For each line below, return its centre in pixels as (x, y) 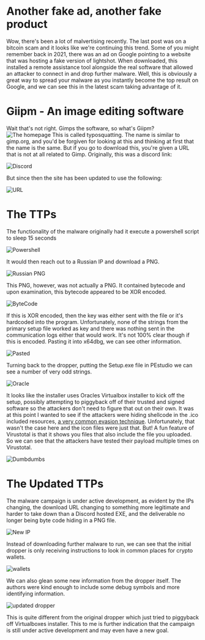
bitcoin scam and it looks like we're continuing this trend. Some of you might (102, 48)
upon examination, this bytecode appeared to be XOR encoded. (87, 292)
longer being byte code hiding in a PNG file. (61, 520)
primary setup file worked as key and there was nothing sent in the (91, 328)
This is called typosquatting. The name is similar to (116, 134)
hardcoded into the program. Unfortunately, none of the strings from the (97, 322)
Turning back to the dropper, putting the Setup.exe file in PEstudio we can (99, 365)
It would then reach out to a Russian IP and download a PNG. (83, 262)
